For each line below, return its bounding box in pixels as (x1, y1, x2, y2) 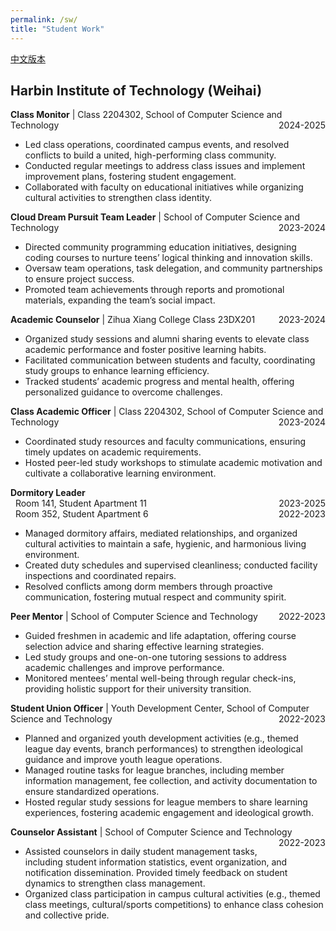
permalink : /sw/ (10, 14, 78, 25)
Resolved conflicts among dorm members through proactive (24, 581, 273, 593)
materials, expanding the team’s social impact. (24, 294, 216, 306)
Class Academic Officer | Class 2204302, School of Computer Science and (10, 406, 324, 418)
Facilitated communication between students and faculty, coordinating (24, 354, 316, 366)
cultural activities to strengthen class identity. (24, 192, 213, 204)
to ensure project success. (24, 273, 135, 285)
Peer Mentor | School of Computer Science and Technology (10, 611, 258, 623)
